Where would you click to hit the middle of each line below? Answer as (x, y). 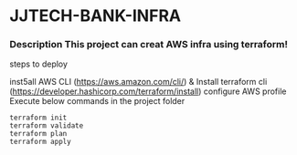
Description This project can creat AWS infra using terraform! (149, 45)
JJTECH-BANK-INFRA (95, 16)
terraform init (38, 118)
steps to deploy (39, 64)
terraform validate (47, 126)
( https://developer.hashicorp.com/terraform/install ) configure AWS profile (148, 91)
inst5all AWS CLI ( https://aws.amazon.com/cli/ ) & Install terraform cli (138, 82)
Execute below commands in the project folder (97, 101)
